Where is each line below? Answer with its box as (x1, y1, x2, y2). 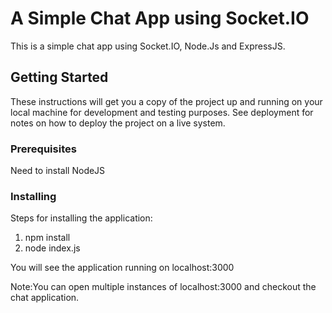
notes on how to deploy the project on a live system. (10, 117, 226, 129)
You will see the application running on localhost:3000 (10, 262, 235, 274)
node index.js (24, 242, 81, 254)
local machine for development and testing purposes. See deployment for (10, 106, 314, 118)
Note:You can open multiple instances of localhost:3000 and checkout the (10, 281, 317, 293)
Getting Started (10, 69, 109, 86)
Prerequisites (10, 142, 77, 156)
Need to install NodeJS (10, 165, 106, 177)
